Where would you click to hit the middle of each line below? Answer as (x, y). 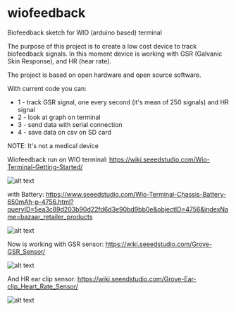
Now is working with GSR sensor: (56, 244)
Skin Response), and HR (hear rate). (59, 61)
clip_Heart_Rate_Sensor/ (43, 286)
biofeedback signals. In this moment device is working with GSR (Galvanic (115, 54)
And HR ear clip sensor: (42, 279)
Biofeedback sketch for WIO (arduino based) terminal (85, 32)
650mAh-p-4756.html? (41, 202)
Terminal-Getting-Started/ (45, 166)
